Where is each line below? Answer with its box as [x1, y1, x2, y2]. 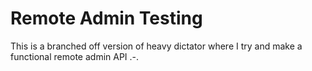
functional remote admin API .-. [10, 50, 140, 62]
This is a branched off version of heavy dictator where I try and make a [10, 40, 303, 52]
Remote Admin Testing [10, 7, 203, 30]
